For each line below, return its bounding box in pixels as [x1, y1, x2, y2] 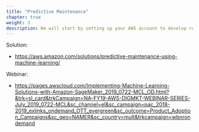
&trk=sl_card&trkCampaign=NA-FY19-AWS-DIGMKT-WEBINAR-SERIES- [14, 95, 191, 102]
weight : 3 [6, 20, 31, 25]
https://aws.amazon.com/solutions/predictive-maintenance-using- [14, 53, 178, 60]
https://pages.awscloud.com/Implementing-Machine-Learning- [14, 82, 170, 89]
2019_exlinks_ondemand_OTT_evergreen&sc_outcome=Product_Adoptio [14, 107, 191, 114]
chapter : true [6, 14, 41, 20]
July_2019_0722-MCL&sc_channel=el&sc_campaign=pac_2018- [14, 101, 171, 108]
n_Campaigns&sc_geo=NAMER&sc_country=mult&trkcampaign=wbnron [14, 114, 191, 121]
